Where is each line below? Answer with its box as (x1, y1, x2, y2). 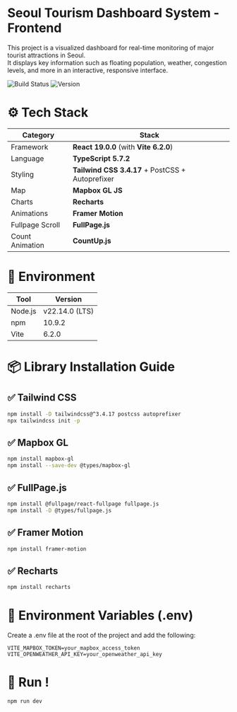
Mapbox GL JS (73, 185, 123, 195)
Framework (11, 142, 49, 151)
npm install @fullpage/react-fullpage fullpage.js (7, 500, 159, 507)
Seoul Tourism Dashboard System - (7, 5, 220, 21)
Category (22, 130, 55, 139)
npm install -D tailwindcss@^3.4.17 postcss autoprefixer (7, 410, 181, 418)
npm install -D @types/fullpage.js (7, 507, 112, 514)
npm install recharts (7, 584, 71, 591)
